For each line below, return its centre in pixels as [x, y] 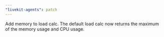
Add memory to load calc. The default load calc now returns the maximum [82, 24]
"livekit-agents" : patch [31, 10]
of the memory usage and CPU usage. [45, 29]
